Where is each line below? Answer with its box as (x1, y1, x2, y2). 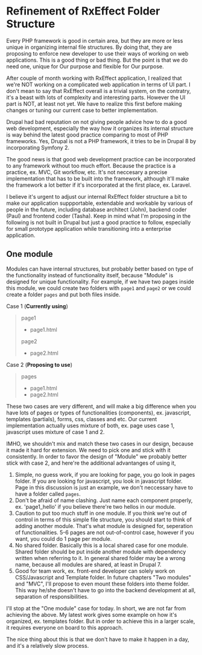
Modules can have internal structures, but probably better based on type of (6, 265, 194, 273)
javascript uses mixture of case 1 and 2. (6, 428, 105, 436)
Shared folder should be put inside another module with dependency (14, 548, 186, 555)
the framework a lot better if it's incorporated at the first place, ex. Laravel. (6, 181, 192, 189)
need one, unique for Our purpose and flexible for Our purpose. (6, 62, 164, 70)
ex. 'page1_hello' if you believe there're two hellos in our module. (14, 503, 176, 510)
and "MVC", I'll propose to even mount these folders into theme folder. (14, 580, 190, 587)
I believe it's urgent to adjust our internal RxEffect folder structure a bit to (6, 193, 188, 200)
